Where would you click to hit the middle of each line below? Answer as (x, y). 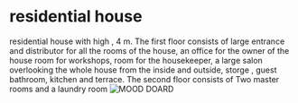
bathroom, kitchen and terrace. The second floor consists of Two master (144, 79)
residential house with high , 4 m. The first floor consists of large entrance (147, 41)
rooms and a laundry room (59, 89)
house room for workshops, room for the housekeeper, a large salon (136, 60)
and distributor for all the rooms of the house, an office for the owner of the (149, 50)
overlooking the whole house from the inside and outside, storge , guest (143, 70)
